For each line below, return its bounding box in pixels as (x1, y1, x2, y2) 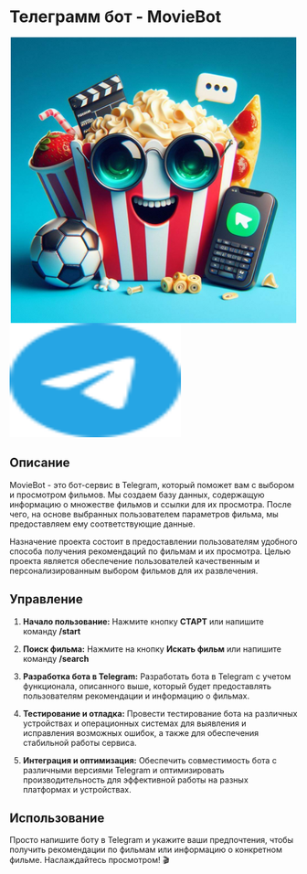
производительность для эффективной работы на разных (22, 774, 249, 785)
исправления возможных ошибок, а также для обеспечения (22, 727, 259, 738)
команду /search (22, 653, 90, 664)
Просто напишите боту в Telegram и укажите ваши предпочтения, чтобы (9, 835, 294, 846)
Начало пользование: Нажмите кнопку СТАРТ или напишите (22, 615, 265, 627)
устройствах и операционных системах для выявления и (22, 718, 247, 729)
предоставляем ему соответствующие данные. (9, 518, 196, 529)
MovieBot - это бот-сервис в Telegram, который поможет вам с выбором (9, 479, 295, 490)
